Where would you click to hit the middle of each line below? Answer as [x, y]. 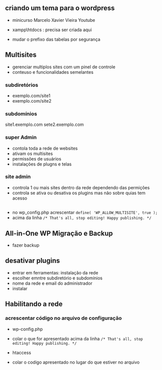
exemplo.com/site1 [31, 96]
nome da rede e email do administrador [52, 283]
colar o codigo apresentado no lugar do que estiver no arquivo [76, 362]
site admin [18, 177]
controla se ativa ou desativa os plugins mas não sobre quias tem [79, 193]
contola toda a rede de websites [45, 148]
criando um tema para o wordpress [60, 8]
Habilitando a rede [34, 304]
